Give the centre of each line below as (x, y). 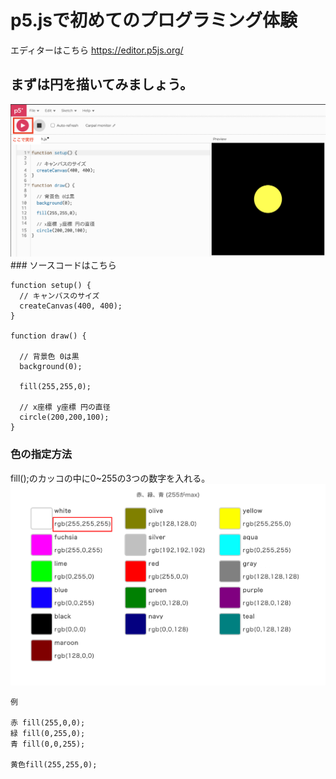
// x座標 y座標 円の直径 (65, 407)
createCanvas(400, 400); (71, 306)
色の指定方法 (41, 454)
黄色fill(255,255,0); (54, 765)
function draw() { (48, 336)
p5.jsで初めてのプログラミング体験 (154, 20)
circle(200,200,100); (64, 417)
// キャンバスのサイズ (59, 296)
